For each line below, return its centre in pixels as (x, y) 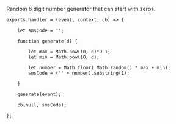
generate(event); (39, 94)
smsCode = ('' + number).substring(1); (79, 73)
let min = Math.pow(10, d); (64, 57)
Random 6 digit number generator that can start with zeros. (81, 9)
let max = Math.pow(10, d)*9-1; (70, 52)
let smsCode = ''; (41, 30)
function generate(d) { (48, 41)
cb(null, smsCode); (42, 105)
